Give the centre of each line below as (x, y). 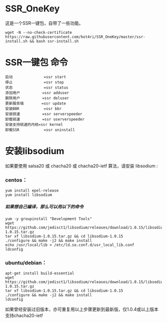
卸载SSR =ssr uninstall (40, 130)
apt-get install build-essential (40, 273)
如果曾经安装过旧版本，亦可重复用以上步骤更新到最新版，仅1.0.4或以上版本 (82, 310)
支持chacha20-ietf (24, 316)
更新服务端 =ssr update (36, 103)
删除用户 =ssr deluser (37, 98)
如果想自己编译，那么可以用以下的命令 (44, 207)
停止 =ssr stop (35, 82)
